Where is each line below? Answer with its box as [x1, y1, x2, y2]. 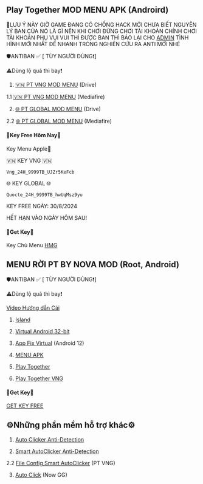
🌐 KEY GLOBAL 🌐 [6, 180, 51, 187]
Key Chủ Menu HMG [6, 242, 58, 249]
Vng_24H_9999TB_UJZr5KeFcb [6, 169, 75, 176]
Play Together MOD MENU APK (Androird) [6, 5, 169, 15]
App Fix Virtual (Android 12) [15, 339, 84, 347]
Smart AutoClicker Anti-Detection [15, 448, 99, 455]
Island [15, 316, 31, 324]
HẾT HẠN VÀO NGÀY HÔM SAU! [6, 214, 88, 222]
